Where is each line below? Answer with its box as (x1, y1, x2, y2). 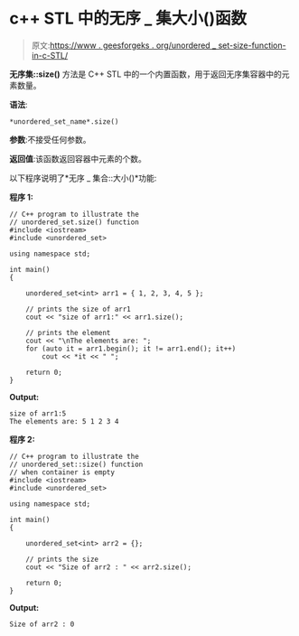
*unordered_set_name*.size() (9, 117, 119, 126)
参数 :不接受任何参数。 (9, 134, 92, 145)
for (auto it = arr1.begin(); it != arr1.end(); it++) (25, 344, 237, 353)
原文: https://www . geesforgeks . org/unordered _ (31, 40, 217, 51)
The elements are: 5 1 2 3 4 (9, 416, 119, 426)
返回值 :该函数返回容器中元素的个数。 (9, 153, 147, 164)
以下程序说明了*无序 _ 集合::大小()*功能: (9, 173, 157, 183)
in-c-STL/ (31, 50, 69, 61)
